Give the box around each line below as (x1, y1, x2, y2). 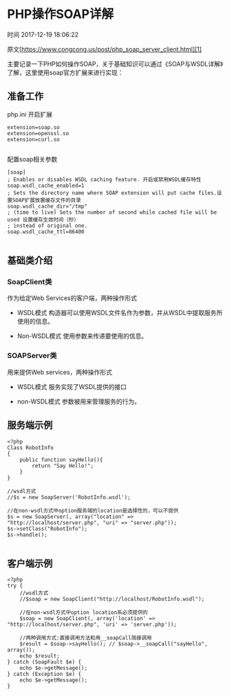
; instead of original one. (7, 222, 88, 229)
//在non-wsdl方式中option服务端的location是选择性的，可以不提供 (7, 507, 179, 514)
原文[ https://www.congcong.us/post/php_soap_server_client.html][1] (7, 45, 202, 53)
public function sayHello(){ (19, 456, 103, 463)
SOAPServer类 (7, 351, 57, 361)
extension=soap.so (7, 123, 60, 131)
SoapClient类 (7, 277, 52, 287)
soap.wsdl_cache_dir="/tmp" (7, 203, 88, 210)
